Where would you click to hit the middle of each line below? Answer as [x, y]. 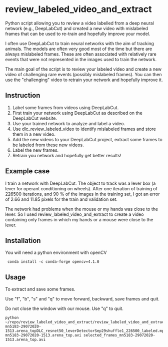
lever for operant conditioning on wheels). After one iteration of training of [81, 188]
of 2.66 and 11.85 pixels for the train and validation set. [61, 199]
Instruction [23, 95]
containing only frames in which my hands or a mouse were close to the [79, 219]
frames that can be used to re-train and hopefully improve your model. [78, 34]
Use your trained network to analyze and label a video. [69, 123]
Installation [23, 241]
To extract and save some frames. [40, 289]
